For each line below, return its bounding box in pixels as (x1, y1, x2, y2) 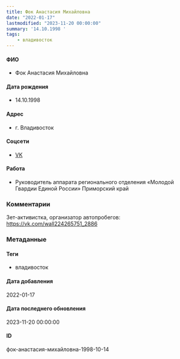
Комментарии (6, 200, 50, 208)
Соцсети (6, 137, 30, 145)
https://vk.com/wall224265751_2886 (6, 220, 98, 228)
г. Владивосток (14, 124, 54, 131)
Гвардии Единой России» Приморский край (14, 185, 129, 193)
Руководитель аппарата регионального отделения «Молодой (14, 179, 174, 186)
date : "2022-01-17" (6, 15, 56, 21)
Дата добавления (6, 278, 53, 285)
